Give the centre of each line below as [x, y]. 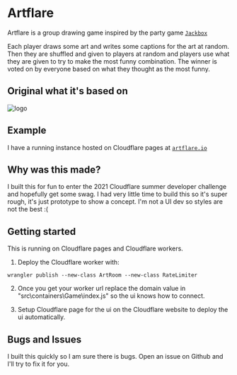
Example [27, 131]
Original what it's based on [68, 91]
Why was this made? [54, 169]
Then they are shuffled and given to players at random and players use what [118, 54]
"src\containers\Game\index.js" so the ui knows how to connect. [111, 296]
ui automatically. [41, 317]
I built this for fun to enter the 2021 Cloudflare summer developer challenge [117, 187]
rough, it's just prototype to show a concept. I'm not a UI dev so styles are [115, 202]
